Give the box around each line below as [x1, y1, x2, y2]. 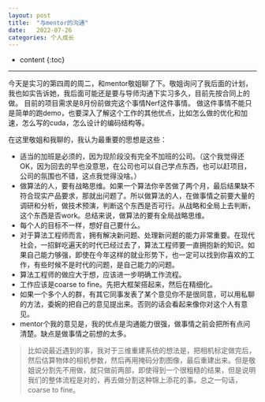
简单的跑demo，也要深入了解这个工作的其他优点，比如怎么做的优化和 [14, 108, 241, 118]
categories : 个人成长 [8, 33, 75, 42]
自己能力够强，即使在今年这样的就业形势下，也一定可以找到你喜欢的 [26, 250, 248, 260]
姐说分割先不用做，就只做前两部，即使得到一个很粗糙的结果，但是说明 [27, 366, 256, 375]
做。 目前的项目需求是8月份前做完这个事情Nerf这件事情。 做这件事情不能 [8, 99, 245, 108]
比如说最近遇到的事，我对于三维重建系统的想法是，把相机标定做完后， [27, 346, 256, 355]
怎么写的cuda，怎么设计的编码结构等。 [21, 118, 149, 128]
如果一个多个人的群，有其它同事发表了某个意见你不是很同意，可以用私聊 [19, 289, 255, 300]
